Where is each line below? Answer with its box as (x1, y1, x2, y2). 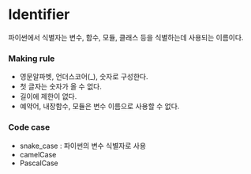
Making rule (8, 53, 55, 64)
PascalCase (19, 158, 59, 168)
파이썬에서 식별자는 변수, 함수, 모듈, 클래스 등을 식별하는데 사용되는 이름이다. (8, 32, 244, 42)
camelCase (19, 149, 57, 159)
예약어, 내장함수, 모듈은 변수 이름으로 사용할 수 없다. (19, 101, 180, 112)
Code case (8, 122, 51, 133)
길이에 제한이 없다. (19, 92, 77, 101)
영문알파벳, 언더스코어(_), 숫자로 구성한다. (19, 72, 148, 81)
